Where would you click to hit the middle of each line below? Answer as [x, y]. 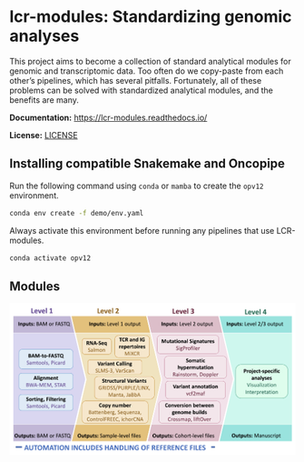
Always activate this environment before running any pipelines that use [142, 230]
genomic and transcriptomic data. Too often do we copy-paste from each [147, 71]
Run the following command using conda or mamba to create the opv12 [137, 186]
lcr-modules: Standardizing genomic [151, 17]
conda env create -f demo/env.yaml [77, 213]
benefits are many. [44, 100]
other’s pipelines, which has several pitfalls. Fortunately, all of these [136, 80]
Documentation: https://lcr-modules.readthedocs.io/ [108, 117]
